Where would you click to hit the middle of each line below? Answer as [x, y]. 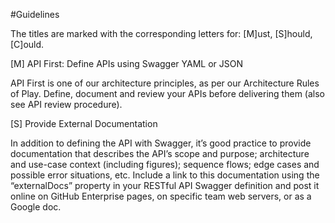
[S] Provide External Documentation [84, 123]
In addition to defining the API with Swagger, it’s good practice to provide [161, 143]
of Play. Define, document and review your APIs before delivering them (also [167, 93]
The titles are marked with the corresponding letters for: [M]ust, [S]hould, [161, 33]
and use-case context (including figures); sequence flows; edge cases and [165, 164]
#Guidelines [35, 14]
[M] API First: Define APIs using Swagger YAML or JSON [127, 63]
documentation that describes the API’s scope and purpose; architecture [160, 153]
